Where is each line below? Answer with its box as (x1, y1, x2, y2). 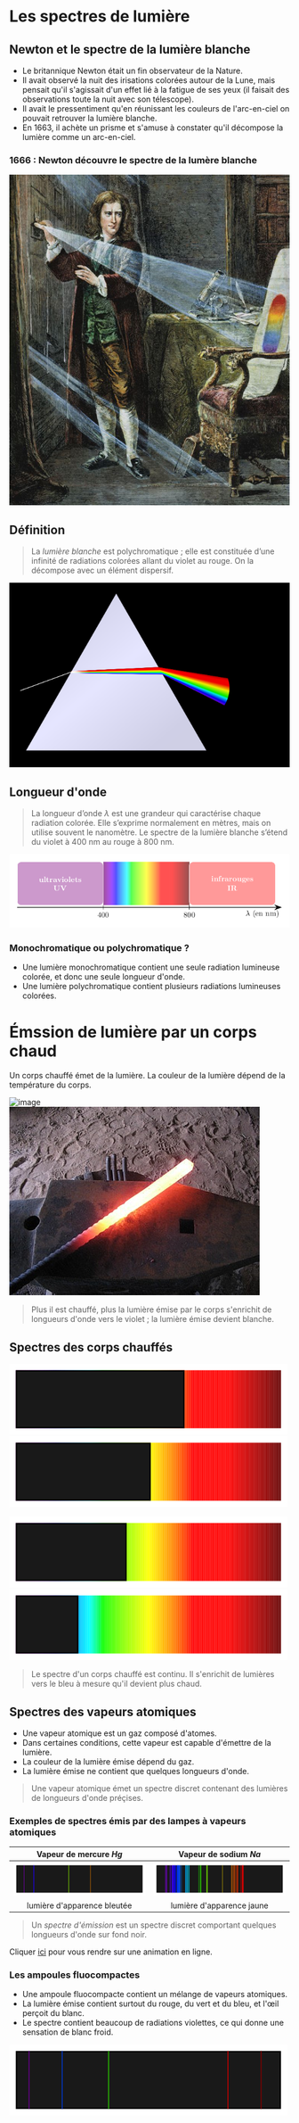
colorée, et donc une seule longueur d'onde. (21, 971, 185, 982)
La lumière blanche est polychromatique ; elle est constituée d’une (30, 546, 275, 557)
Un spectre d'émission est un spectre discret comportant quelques (30, 1920, 277, 1930)
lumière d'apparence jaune (170, 1900, 269, 1911)
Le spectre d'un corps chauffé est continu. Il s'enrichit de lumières (30, 1669, 275, 1680)
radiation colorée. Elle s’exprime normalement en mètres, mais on (30, 818, 271, 829)
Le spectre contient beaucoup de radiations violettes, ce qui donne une (21, 2018, 285, 2028)
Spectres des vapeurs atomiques (9, 1704, 197, 1719)
